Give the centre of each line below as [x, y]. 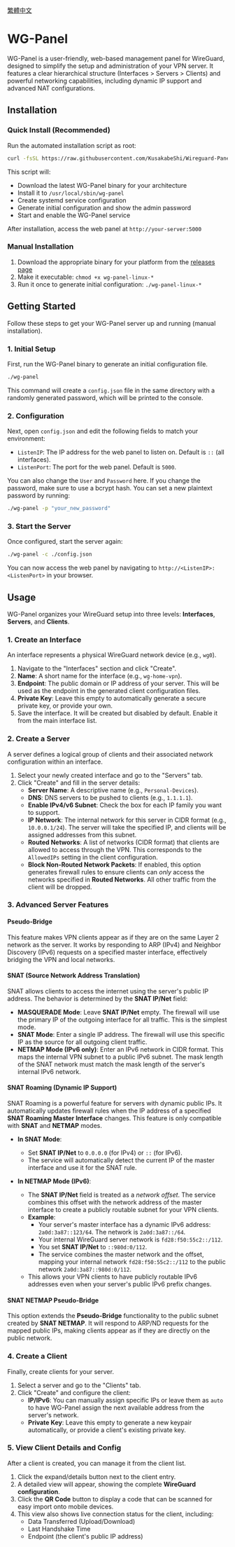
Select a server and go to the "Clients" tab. [79, 1385]
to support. [44, 812]
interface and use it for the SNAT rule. [83, 1168]
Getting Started [42, 307]
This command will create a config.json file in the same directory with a [111, 390]
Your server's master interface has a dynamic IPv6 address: [124, 1225]
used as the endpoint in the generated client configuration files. [109, 691]
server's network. [53, 1415]
